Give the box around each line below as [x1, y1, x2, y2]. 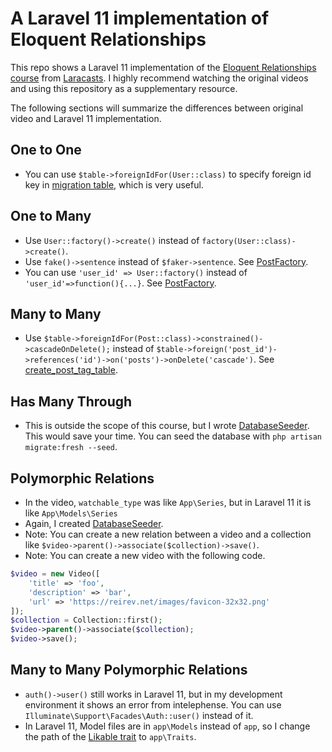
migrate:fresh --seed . [24, 441, 118, 453]
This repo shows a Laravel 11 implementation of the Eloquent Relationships [10, 61, 317, 73]
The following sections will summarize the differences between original [10, 102, 304, 114]
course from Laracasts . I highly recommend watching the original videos [10, 72, 309, 84]
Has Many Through [10, 393, 133, 410]
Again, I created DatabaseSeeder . [24, 518, 164, 529]
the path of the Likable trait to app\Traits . [24, 730, 197, 742]
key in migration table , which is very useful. [24, 178, 204, 191]
